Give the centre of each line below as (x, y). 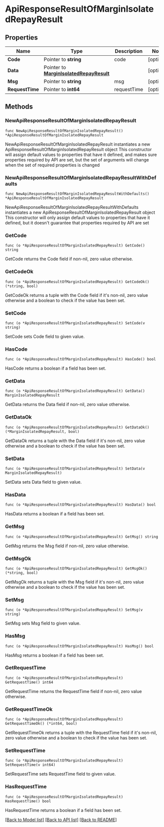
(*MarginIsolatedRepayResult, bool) (42, 431)
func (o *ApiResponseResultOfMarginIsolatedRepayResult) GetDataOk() (77, 427)
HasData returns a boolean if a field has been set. (55, 514)
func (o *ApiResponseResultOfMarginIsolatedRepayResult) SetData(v (75, 469)
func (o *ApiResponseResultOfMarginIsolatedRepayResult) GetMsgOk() (76, 568)
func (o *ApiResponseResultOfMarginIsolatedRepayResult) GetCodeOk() (77, 282)
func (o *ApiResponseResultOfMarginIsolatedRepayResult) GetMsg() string (82, 536)
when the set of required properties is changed (52, 165)
